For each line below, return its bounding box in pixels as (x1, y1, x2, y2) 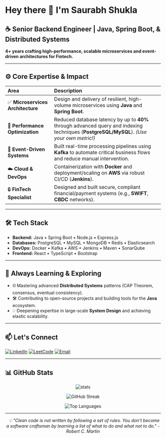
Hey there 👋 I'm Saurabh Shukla (5, 4, 137, 16)
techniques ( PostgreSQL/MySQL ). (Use (54, 128, 147, 135)
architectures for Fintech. (19, 54, 73, 59)
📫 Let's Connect (5, 333, 58, 341)
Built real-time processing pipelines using (54, 142, 152, 149)
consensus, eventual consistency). (12, 290, 83, 296)
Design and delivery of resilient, (54, 95, 127, 102)
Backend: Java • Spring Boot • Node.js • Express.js (12, 234, 119, 240)
